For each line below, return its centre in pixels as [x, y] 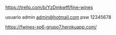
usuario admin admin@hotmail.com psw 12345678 [58, 17]
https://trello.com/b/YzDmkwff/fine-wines [49, 7]
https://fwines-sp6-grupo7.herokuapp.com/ [51, 27]
